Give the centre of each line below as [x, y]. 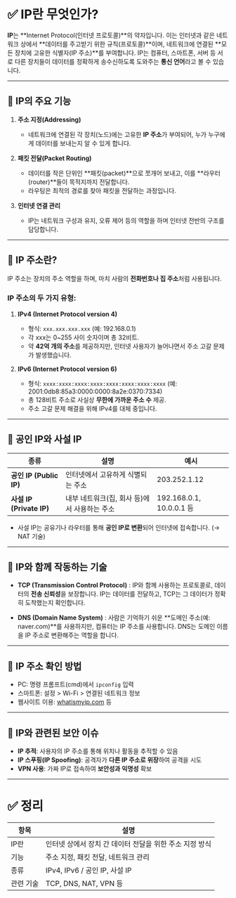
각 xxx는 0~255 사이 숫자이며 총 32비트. [83, 337]
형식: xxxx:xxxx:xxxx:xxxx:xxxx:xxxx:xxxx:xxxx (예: [103, 383]
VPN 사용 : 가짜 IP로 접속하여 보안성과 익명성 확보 [85, 769]
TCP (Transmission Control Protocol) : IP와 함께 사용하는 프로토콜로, [115, 585]
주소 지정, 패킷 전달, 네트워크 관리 [97, 857]
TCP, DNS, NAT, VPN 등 [84, 884]
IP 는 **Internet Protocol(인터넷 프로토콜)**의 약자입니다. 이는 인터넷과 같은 [111, 35]
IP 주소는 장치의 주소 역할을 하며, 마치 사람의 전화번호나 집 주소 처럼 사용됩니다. [114, 278]
